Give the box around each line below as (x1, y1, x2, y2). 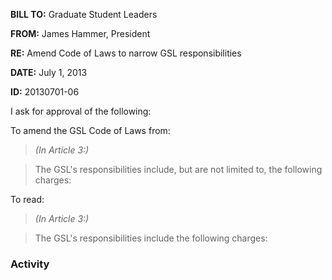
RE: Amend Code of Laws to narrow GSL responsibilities (10, 47, 242, 59)
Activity (10, 257, 50, 271)
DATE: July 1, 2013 (10, 67, 88, 78)
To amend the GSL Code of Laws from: (10, 125, 171, 136)
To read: (10, 194, 45, 205)
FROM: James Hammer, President (10, 28, 151, 39)
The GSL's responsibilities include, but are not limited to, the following (34, 164, 323, 175)
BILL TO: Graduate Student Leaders (10, 9, 158, 20)
